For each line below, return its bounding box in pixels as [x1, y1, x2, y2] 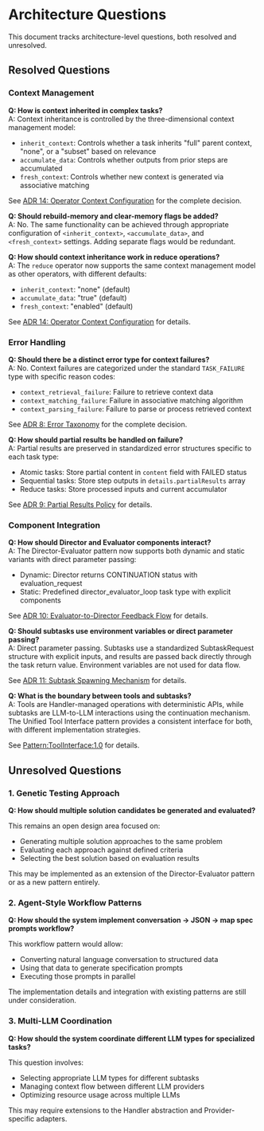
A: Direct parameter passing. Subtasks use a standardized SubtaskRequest [8, 643, 254, 653]
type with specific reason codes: [8, 371, 115, 381]
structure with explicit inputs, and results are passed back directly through [8, 652, 252, 662]
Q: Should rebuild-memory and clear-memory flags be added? [8, 211, 219, 221]
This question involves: [8, 1058, 84, 1067]
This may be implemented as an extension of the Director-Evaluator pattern [8, 869, 255, 878]
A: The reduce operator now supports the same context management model [8, 261, 256, 270]
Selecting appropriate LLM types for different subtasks [19, 1073, 200, 1082]
